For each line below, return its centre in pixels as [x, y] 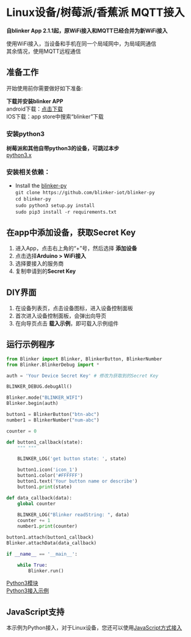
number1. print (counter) [48, 526]
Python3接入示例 [28, 591]
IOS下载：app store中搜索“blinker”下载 [55, 116]
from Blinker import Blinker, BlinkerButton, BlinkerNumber [85, 359]
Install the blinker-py [41, 186]
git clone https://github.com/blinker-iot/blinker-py [85, 193]
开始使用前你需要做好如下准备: [45, 88]
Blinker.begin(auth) [33, 404]
